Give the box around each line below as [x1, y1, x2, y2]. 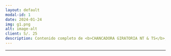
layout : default [5, 7, 40, 13]
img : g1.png [5, 21, 31, 27]
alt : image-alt [5, 26, 38, 32]
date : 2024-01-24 [5, 17, 42, 22]
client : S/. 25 [5, 31, 38, 36]
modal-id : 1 [5, 12, 31, 17]
